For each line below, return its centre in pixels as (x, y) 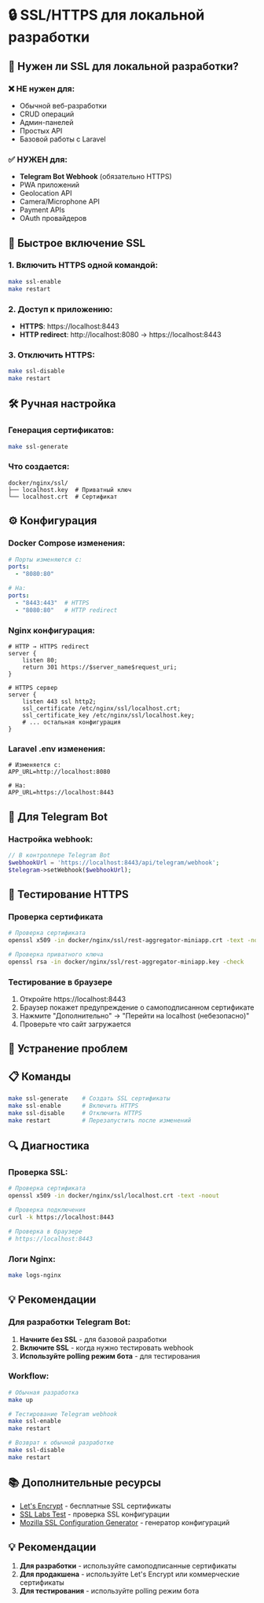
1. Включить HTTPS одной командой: (83, 266)
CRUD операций (47, 114)
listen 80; (40, 660)
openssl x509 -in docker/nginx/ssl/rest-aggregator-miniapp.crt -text (126, 941)
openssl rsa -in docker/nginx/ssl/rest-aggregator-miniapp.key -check (126, 962)
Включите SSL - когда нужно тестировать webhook (106, 1348)
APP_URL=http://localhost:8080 (59, 772)
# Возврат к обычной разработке (61, 1443)
